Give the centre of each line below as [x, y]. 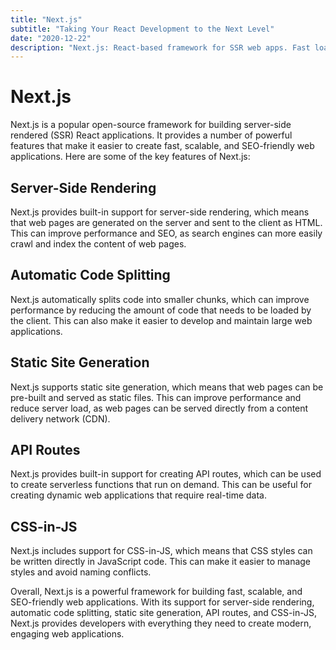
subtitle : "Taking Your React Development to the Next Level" [142, 29]
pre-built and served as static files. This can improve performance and [156, 397]
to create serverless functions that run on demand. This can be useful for [161, 485]
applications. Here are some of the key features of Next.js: [130, 157]
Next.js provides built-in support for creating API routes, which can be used [166, 474]
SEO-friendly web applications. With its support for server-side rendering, [162, 602]
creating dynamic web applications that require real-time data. [138, 495]
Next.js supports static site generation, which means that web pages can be [167, 387]
